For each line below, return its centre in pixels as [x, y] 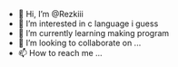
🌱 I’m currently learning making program [94, 33]
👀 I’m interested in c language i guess [88, 24]
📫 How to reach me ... [60, 53]
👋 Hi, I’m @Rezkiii [50, 14]
